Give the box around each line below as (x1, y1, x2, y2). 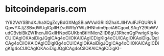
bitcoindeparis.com (5, 3, 87, 15)
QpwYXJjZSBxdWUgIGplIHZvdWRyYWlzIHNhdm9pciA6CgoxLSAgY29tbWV (5, 24, 158, 30)
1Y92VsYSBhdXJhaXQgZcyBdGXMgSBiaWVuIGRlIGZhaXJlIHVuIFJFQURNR (5, 19, 157, 25)
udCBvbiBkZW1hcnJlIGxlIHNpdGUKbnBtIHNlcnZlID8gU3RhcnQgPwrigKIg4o (5, 30, 159, 36)
